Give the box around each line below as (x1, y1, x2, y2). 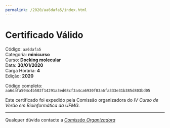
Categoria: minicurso (5, 51, 50, 57)
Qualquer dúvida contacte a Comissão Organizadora (5, 117, 115, 123)
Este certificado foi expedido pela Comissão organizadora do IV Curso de (5, 97, 158, 103)
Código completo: (5, 82, 43, 89)
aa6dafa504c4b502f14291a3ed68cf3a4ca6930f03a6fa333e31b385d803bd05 (5, 88, 151, 93)
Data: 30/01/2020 (5, 62, 44, 68)
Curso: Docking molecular (5, 57, 61, 63)
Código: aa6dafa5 (5, 46, 41, 52)
